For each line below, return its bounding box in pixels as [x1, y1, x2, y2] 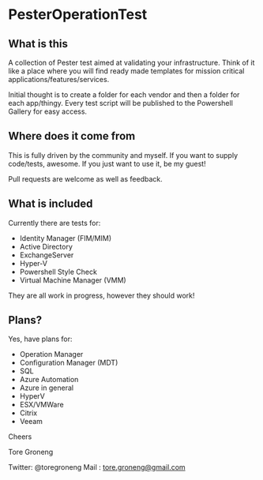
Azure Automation [19, 375, 79, 384]
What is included [8, 197, 93, 211]
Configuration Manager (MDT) [19, 358, 118, 368]
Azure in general [19, 383, 73, 392]
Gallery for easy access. [8, 107, 88, 116]
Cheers [8, 432, 32, 441]
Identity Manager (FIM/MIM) [19, 233, 112, 242]
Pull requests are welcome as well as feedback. [8, 174, 163, 183]
